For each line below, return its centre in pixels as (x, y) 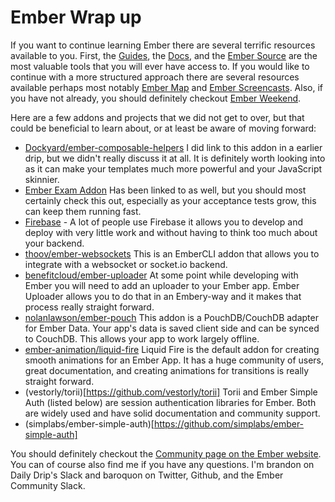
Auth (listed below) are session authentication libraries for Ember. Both (170, 402)
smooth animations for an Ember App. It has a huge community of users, (174, 360)
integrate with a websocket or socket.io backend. (126, 264)
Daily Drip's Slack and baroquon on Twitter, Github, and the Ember (147, 475)
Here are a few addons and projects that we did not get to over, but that (157, 117)
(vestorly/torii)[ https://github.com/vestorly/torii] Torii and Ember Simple (171, 392)
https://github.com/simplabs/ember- (229, 423)
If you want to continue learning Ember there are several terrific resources (163, 45)
